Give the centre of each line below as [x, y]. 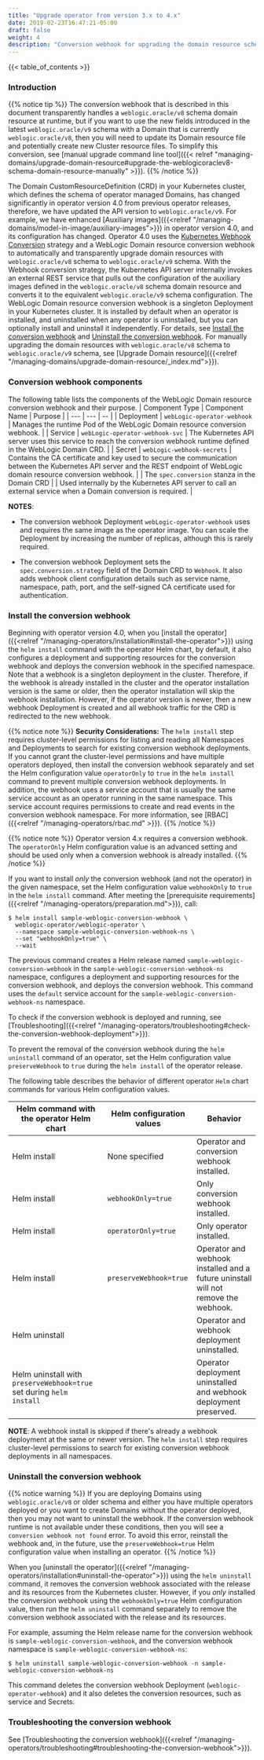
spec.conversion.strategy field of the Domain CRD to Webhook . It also [131, 570]
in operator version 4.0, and [209, 228]
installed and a [223, 1268]
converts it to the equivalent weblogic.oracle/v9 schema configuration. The [130, 295]
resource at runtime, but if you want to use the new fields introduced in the [129, 121]
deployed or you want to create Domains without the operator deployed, [125, 1510]
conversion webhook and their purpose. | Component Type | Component [126, 407]
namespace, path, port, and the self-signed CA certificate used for [127, 587]
